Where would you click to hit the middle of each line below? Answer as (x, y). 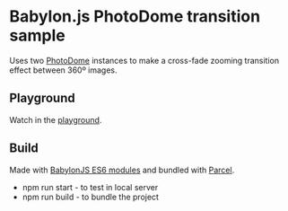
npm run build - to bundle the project (91, 197)
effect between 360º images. (64, 70)
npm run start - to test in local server (90, 187)
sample (37, 35)
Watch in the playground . (56, 119)
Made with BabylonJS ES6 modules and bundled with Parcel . (122, 170)
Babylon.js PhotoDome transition (135, 17)
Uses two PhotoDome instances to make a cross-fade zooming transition (144, 60)
